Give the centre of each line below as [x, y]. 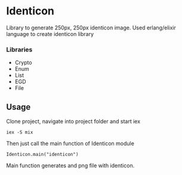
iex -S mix [20, 132]
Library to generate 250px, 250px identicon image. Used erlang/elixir [91, 28]
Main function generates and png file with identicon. [70, 165]
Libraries [19, 49]
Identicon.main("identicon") [42, 155]
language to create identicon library [50, 34]
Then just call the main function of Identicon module [70, 144]
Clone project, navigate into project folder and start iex [73, 122]
